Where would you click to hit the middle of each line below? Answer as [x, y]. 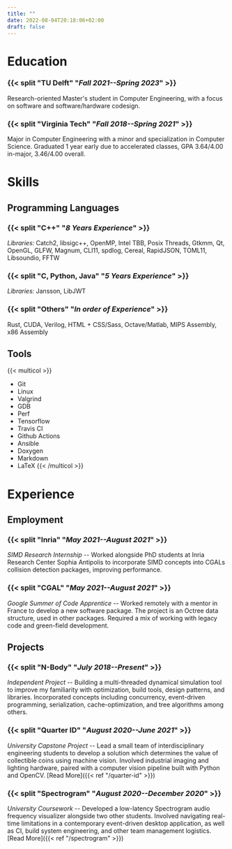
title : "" [22, 14]
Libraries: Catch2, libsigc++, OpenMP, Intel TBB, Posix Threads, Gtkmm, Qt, [116, 243]
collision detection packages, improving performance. [85, 569]
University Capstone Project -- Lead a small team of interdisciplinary [106, 746]
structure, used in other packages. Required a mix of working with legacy [112, 618]
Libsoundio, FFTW [33, 258]
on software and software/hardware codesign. [74, 106]
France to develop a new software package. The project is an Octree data [113, 610]
